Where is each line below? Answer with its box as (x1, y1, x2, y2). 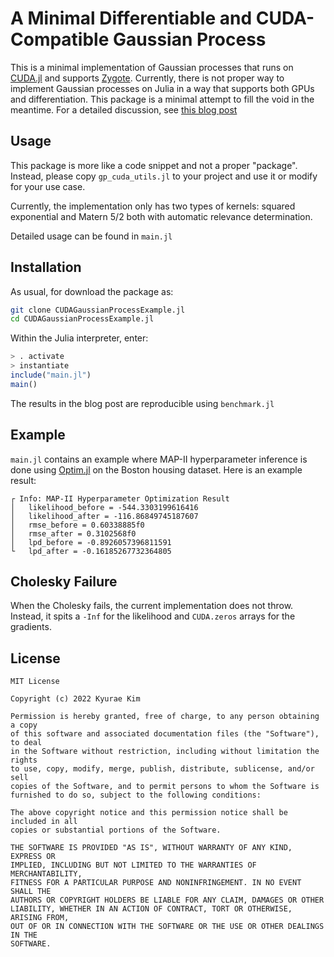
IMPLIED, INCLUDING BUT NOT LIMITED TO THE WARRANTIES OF (10, 860, 257, 871)
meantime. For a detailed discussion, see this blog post (10, 103, 238, 116)
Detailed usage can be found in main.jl (10, 230, 173, 242)
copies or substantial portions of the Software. (10, 825, 222, 836)
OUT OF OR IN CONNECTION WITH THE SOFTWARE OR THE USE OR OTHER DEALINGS (10, 922, 325, 932)
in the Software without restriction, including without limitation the (10, 747, 320, 757)
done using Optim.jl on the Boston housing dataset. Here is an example (10, 463, 303, 476)
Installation (10, 259, 82, 276)
